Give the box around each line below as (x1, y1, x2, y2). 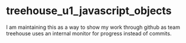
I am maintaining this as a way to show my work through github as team (6, 24, 180, 31)
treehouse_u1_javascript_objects (6, 4, 172, 18)
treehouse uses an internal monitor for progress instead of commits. (6, 29, 172, 37)
